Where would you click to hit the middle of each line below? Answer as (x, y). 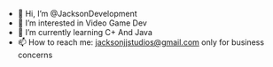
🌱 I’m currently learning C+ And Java (85, 32)
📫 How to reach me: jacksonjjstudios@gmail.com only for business (140, 42)
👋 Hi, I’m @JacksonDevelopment (77, 14)
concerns (35, 55)
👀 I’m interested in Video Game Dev (82, 23)
